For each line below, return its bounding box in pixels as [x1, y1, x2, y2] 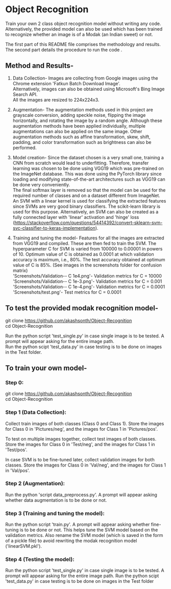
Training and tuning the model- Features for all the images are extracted [12, 235, 164, 241]
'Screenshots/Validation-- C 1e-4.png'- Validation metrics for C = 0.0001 [12, 283, 165, 289]
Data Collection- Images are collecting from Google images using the [12, 75, 158, 81]
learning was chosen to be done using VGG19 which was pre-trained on [12, 165, 164, 171]
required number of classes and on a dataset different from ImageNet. [12, 192, 161, 199]
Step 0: [5, 379, 24, 386]
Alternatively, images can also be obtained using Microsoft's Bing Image [12, 86, 165, 92]
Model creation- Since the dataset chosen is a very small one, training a [12, 154, 164, 160]
